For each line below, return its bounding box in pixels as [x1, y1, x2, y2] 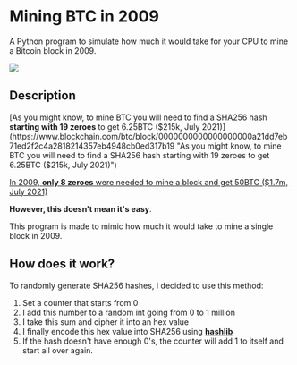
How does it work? [9, 257, 115, 272]
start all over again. [21, 344, 94, 355]
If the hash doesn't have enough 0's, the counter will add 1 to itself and [21, 335, 284, 346]
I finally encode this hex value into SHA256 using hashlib [21, 326, 233, 336]
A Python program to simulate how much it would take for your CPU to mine [9, 36, 289, 47]
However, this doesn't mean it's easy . [9, 203, 152, 214]
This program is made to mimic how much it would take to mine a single [9, 221, 274, 232]
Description [9, 88, 76, 104]
